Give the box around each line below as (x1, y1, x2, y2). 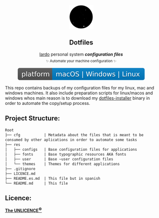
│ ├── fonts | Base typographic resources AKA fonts (5, 152, 127, 157)
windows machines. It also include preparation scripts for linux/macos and (5, 90, 153, 96)
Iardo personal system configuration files (39, 51, 123, 57)
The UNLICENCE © (5, 207, 42, 214)
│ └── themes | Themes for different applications (5, 161, 120, 166)
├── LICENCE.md (5, 171, 36, 176)
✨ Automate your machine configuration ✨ (45, 58, 117, 63)
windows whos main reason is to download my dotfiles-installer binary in (5, 95, 150, 101)
